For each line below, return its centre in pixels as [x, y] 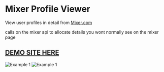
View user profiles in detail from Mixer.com [49, 23]
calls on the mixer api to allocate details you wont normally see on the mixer [82, 32]
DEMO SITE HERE [32, 53]
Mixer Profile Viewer [48, 9]
